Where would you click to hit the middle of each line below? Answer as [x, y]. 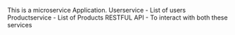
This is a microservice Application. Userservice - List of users [97, 10]
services [20, 25]
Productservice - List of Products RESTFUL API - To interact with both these [118, 17]
